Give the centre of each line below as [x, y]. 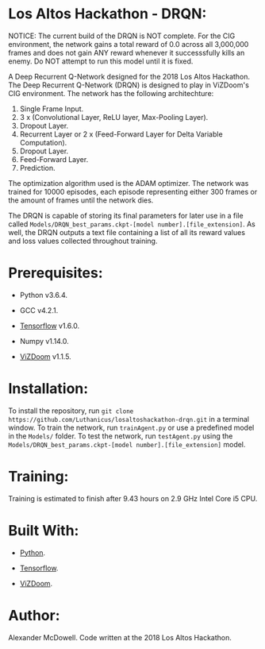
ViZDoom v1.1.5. [45, 356]
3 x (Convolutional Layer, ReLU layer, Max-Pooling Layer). [114, 117]
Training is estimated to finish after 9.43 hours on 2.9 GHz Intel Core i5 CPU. [133, 498]
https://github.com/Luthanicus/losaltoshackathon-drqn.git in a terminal [129, 419]
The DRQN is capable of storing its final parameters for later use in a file [126, 215]
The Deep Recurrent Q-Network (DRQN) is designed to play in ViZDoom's [129, 85]
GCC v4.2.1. [39, 310]
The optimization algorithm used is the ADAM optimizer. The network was [129, 183]
